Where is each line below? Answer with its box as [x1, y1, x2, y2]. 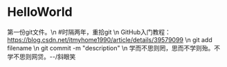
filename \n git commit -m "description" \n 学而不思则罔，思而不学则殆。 [7, 44, 215, 52]
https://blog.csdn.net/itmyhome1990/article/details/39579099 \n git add [7, 35, 212, 44]
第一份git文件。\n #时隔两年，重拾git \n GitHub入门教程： [7, 28, 172, 36]
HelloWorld [7, 4, 73, 20]
